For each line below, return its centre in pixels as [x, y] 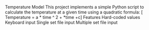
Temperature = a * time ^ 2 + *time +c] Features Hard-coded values [73, 17]
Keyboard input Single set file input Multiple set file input [61, 22]
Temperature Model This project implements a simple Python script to [74, 7]
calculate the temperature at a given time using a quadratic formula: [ [74, 12]
